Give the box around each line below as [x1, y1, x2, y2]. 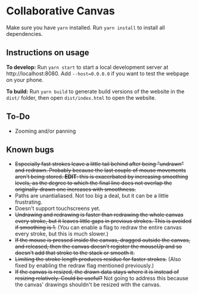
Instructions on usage [6, 48, 89, 58]
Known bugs [6, 145, 55, 155]
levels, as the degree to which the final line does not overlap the [14, 179, 172, 186]
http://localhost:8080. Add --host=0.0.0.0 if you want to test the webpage [6, 70, 189, 77]
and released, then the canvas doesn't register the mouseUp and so [14, 243, 182, 250]
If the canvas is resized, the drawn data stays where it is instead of [14, 268, 180, 275]
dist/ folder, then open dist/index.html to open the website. [6, 94, 156, 101]
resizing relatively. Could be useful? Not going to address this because [14, 275, 189, 282]
